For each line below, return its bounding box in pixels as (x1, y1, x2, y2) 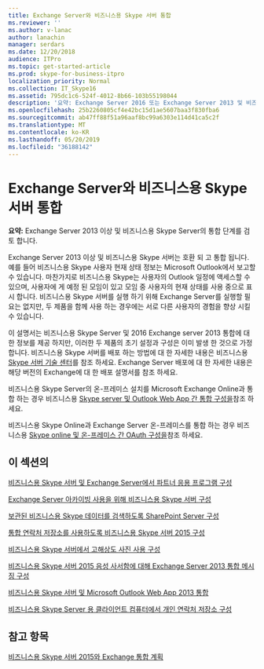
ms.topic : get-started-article (8, 63, 111, 71)
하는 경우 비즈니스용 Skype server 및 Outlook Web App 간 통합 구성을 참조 (16, 394, 246, 404)
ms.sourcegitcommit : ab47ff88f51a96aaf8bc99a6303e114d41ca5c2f (8, 114, 220, 122)
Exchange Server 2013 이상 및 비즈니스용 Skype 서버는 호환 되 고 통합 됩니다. (8, 253, 250, 262)
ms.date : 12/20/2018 (8, 48, 76, 56)
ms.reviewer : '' (8, 19, 61, 27)
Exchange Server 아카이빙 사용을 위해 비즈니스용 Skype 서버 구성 (8, 495, 212, 504)
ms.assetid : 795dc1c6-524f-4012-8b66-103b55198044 (8, 92, 178, 100)
